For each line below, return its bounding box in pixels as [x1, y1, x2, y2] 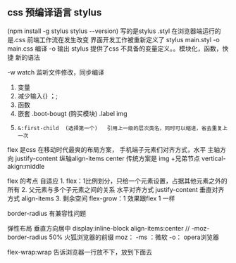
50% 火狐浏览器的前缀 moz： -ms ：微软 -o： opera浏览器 [49, 233, 220, 241]
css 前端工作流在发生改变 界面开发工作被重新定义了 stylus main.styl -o [15, 35, 220, 44]
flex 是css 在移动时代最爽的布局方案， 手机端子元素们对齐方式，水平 [7, 145, 206, 153]
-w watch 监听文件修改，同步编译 [7, 68, 104, 76]
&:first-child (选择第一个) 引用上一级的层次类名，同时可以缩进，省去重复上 [17, 124, 228, 131]
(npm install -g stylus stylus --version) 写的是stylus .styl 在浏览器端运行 [7, 27, 215, 35]
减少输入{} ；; [17, 91, 58, 100]
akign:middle [7, 162, 45, 170]
